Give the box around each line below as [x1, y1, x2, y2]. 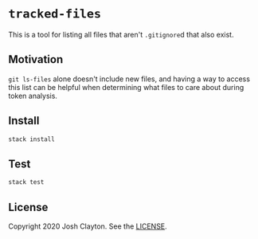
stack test [8, 178, 45, 186]
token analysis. [8, 91, 58, 100]
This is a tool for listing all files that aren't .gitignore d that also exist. [8, 29, 234, 39]
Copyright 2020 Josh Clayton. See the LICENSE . [8, 221, 167, 231]
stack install [8, 135, 56, 143]
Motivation [8, 53, 64, 66]
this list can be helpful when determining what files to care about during [8, 82, 244, 92]
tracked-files [8, 6, 102, 22]
